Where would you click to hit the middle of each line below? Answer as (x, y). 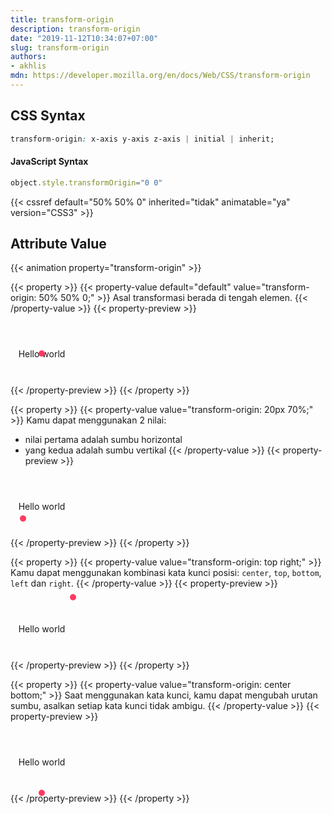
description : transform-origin (75, 29)
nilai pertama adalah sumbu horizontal (103, 440)
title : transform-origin (62, 19)
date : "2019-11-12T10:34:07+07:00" (84, 38)
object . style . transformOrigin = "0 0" (86, 182)
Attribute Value (58, 244)
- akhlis (28, 66)
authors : (28, 57)
